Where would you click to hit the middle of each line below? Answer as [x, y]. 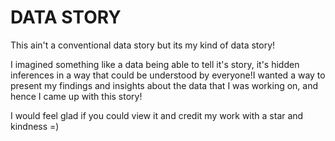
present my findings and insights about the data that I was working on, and [164, 85]
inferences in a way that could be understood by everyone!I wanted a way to [168, 75]
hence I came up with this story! [76, 96]
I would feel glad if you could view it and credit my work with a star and [157, 115]
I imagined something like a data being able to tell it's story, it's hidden [155, 64]
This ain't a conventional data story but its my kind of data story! [143, 45]
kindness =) [35, 126]
